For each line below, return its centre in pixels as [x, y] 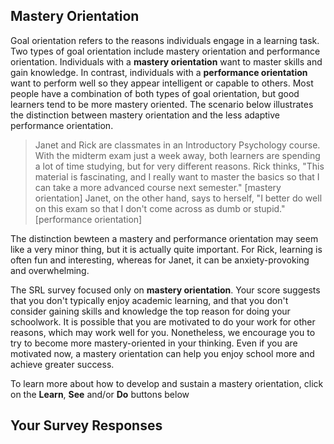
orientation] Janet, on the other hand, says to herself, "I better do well [178, 198]
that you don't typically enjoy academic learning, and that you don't [149, 300]
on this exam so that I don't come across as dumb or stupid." [160, 208]
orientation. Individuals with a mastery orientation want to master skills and [166, 61]
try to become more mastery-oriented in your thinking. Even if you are [154, 343]
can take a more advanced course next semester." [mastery [158, 187]
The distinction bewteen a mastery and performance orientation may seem [164, 238]
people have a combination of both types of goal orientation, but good [155, 93]
